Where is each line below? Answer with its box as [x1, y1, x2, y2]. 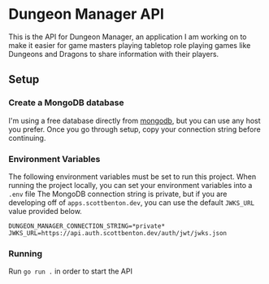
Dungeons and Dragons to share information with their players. [8, 49, 219, 59]
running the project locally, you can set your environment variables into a [8, 180, 253, 190]
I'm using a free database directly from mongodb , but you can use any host [8, 116, 262, 125]
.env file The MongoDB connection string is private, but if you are [8, 189, 228, 199]
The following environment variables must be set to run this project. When [8, 172, 257, 181]
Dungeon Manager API [8, 5, 165, 24]
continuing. [8, 133, 46, 142]
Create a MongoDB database [8, 97, 124, 108]
